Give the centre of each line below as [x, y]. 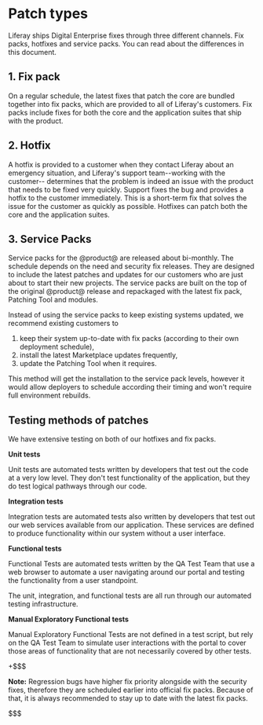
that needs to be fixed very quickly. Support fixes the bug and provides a [126, 189]
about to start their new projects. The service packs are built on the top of [128, 283]
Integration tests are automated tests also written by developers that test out [131, 517]
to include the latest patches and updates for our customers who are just [126, 275]
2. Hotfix [29, 146]
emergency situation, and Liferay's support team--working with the [117, 173]
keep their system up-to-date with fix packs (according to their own [129, 339]
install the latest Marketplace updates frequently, [99, 355]
